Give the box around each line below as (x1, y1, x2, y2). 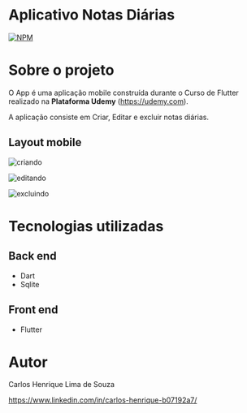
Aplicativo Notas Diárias (8, 6, 175, 24)
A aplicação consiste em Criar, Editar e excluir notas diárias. (8, 112, 210, 122)
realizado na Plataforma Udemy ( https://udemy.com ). (8, 96, 188, 106)
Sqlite (19, 279, 40, 289)
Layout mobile (8, 136, 82, 149)
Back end (8, 249, 57, 263)
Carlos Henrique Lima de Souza (8, 380, 115, 389)
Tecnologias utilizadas (8, 217, 164, 235)
